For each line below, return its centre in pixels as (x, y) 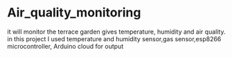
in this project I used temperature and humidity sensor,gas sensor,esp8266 (114, 38)
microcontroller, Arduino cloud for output (65, 46)
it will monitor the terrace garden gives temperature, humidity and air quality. (116, 32)
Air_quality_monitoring (74, 13)
